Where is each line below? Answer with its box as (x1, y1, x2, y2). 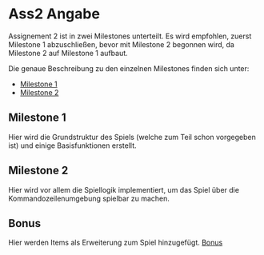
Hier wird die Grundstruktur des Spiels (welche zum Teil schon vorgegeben (8, 132, 256, 141)
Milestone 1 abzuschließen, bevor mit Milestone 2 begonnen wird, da (8, 39, 234, 49)
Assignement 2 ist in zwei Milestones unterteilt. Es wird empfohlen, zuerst (8, 31, 252, 41)
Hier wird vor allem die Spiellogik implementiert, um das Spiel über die (8, 185, 240, 194)
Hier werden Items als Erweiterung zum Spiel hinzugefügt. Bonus (8, 237, 223, 248)
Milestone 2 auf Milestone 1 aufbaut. (8, 48, 128, 58)
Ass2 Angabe (8, 5, 100, 23)
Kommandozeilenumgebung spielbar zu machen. (8, 193, 170, 203)
